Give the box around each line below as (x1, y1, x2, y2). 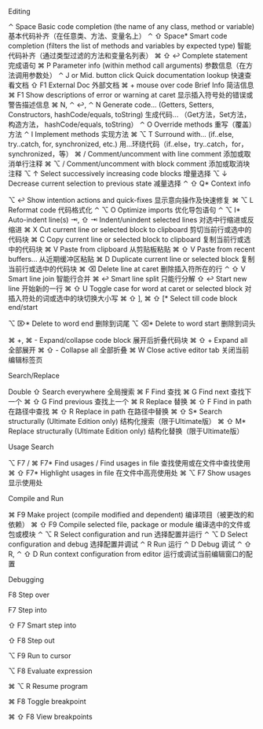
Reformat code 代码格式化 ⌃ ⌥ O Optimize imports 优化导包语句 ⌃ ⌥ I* (8, 205, 241, 215)
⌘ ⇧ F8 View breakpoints (8, 712, 93, 721)
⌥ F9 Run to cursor (8, 651, 72, 660)
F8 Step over (8, 590, 50, 599)
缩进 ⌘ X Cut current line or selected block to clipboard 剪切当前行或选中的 (8, 225, 252, 234)
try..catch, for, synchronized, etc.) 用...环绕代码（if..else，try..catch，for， (8, 139, 249, 149)
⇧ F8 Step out (8, 636, 55, 645)
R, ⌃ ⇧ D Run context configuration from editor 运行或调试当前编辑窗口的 (8, 550, 246, 558)
